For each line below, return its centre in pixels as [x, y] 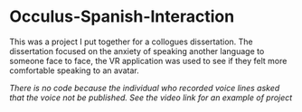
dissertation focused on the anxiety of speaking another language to [137, 51]
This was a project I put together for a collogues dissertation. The [131, 42]
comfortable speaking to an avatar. [74, 70]
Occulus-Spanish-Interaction [122, 17]
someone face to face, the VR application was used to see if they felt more [148, 61]
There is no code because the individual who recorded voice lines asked [145, 88]
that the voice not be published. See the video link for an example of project [151, 98]
